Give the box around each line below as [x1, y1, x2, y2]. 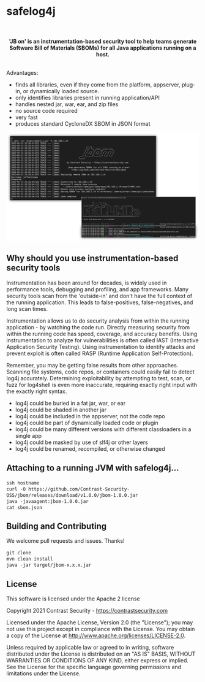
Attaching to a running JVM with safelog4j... [6, 463, 179, 473]
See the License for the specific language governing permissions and [6, 664, 182, 671]
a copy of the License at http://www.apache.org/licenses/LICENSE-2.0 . [6, 632, 186, 639]
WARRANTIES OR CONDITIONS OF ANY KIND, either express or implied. [6, 657, 188, 664]
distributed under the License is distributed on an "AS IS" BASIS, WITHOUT [6, 650, 196, 657]
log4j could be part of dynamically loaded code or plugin [15, 419, 159, 426]
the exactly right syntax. [6, 388, 67, 395]
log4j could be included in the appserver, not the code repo [15, 412, 165, 420]
